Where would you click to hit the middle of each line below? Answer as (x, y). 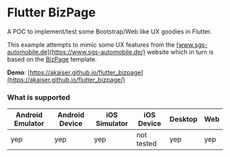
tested (147, 143)
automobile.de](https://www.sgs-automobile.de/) (76, 52)
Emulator (29, 124)
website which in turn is (180, 52)
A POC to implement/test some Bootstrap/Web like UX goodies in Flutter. (110, 31)
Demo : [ (18, 72)
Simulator (112, 124)
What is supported (39, 97)
